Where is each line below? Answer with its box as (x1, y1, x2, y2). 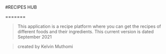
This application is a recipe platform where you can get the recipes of (17, 23, 161, 29)
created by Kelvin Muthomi (17, 44, 73, 49)
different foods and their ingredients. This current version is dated (17, 29, 154, 34)
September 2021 (17, 34, 52, 40)
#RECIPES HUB (5, 4, 37, 10)
